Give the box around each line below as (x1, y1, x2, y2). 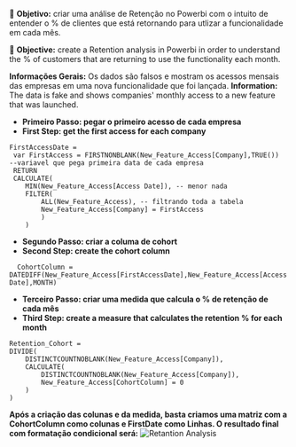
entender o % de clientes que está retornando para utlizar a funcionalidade (9, 18, 284, 28)
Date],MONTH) (9, 278, 58, 287)
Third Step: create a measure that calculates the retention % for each (21, 313, 283, 323)
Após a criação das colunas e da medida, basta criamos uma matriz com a (9, 409, 288, 420)
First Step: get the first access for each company (21, 126, 206, 137)
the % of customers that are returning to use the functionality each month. (9, 54, 281, 64)
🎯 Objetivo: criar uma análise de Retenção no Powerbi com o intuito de (9, 9, 269, 19)
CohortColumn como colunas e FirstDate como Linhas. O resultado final (9, 419, 279, 429)
